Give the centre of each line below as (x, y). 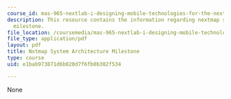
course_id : (23, 13)
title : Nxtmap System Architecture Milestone (73, 52)
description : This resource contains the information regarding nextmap (113, 20)
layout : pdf (24, 45)
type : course (26, 58)
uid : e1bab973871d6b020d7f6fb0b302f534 (64, 64)
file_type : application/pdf (47, 39)
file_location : (29, 32)
